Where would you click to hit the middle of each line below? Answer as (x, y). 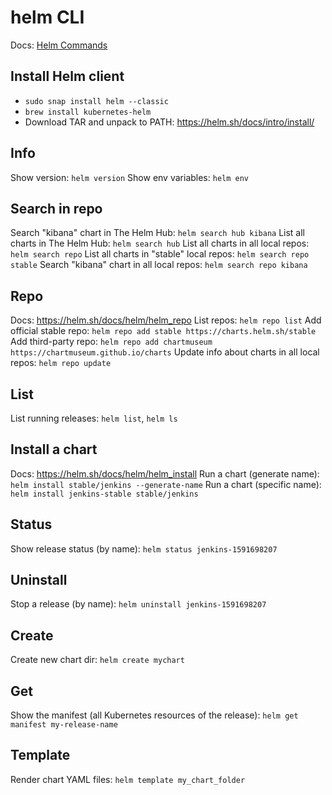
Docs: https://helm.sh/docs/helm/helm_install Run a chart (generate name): (165, 473)
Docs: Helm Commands (59, 45)
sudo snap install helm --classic (96, 101)
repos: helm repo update (61, 363)
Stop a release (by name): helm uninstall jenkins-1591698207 (138, 604)
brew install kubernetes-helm (88, 112)
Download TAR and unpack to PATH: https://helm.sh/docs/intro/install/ (169, 122)
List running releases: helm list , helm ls (94, 418)
